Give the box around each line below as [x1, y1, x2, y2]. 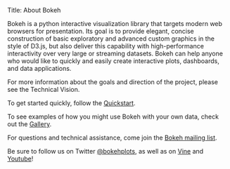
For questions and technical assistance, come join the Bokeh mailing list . [7, 133, 217, 142]
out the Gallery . [7, 120, 52, 128]
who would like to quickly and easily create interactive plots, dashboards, [7, 57, 219, 65]
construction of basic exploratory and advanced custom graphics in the [7, 34, 215, 43]
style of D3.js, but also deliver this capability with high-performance [7, 42, 204, 50]
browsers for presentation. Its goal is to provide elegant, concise [7, 27, 195, 35]
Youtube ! [7, 154, 34, 163]
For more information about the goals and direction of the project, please [7, 78, 219, 86]
